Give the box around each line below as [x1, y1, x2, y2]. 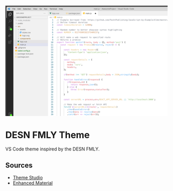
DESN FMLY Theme [5, 129, 90, 141]
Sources [5, 161, 33, 169]
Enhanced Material [12, 180, 53, 186]
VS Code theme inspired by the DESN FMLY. [5, 146, 100, 152]
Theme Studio [12, 175, 43, 181]
